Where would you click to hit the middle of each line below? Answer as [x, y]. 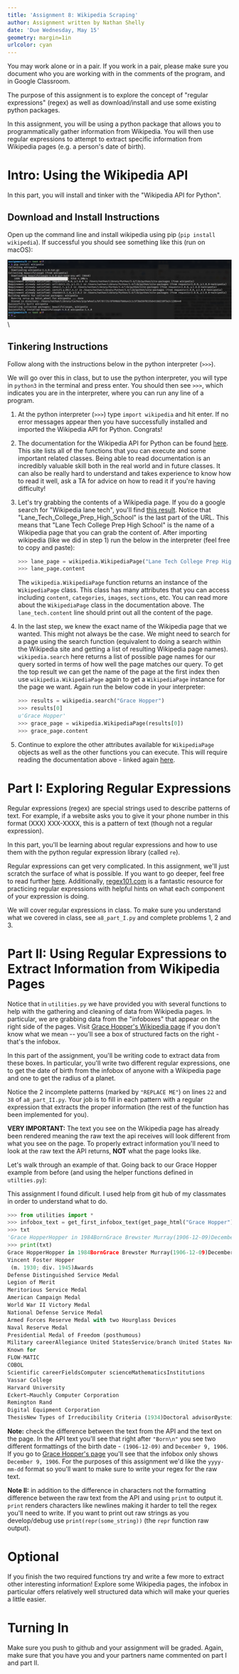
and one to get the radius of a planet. [62, 1078]
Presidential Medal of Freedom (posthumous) [74, 1335]
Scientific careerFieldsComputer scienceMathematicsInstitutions [106, 1372]
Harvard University [36, 1387]
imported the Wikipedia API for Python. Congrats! [90, 429]
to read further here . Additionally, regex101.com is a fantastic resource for [115, 881]
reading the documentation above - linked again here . [96, 759]
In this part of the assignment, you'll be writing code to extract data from [114, 1055]
